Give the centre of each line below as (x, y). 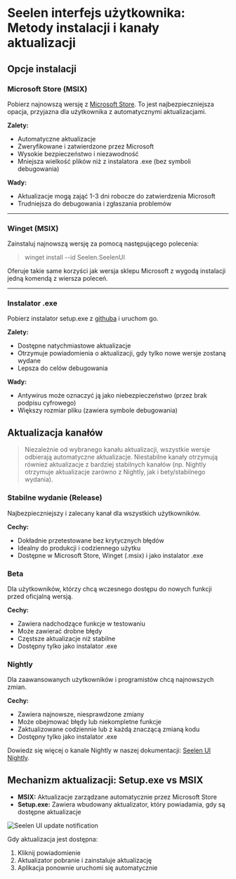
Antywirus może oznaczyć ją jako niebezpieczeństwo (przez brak (112, 396)
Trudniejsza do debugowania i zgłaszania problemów (94, 203)
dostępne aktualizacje (49, 811)
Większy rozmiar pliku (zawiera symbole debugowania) (97, 410)
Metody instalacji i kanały (83, 28)
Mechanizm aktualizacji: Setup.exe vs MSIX (105, 780)
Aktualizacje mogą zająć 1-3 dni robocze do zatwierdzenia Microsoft (116, 196)
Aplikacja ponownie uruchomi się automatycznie (87, 868)
